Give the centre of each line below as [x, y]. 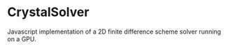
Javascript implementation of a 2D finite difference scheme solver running [114, 31]
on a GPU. [22, 38]
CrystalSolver [48, 12]
